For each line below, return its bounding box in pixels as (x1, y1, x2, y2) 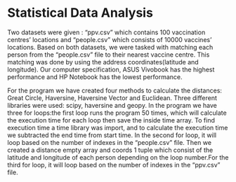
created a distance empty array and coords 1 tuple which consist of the (7, 146, 214, 154)
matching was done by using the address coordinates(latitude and (7, 57, 199, 66)
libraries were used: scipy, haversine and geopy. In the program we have (7, 101, 218, 109)
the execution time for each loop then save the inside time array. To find (7, 115, 216, 124)
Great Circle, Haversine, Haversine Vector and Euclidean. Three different (7, 93, 218, 102)
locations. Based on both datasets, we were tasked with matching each (7, 43, 214, 51)
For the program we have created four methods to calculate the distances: (7, 86, 223, 94)
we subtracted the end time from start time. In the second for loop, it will (7, 131, 216, 139)
